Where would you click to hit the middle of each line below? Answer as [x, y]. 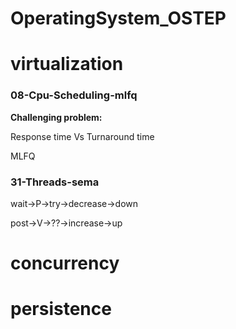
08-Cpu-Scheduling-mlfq [74, 95]
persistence [61, 309]
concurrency [65, 263]
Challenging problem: [56, 117]
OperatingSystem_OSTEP [118, 18]
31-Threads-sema [55, 182]
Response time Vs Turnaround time [82, 136]
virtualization [67, 64]
